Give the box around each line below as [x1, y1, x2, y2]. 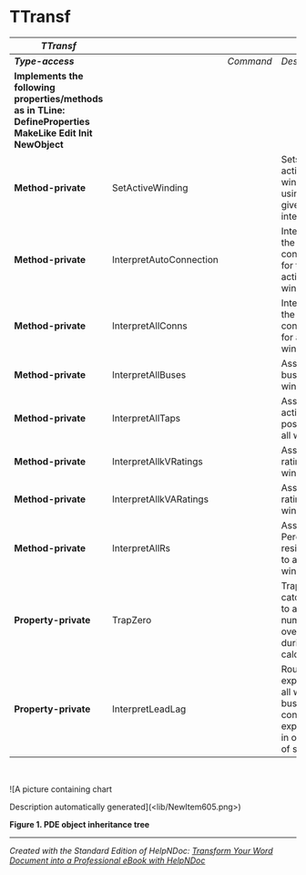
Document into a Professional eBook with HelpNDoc [9, 855, 206, 866]
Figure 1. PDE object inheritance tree [9, 818, 150, 829]
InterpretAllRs [112, 541, 171, 554]
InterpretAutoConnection [112, 253, 219, 266]
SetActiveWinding [112, 181, 189, 193]
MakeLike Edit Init [14, 126, 93, 139]
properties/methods [14, 92, 104, 105]
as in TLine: [14, 103, 66, 116]
